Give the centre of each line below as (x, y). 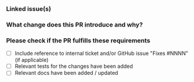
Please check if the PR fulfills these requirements (78, 40)
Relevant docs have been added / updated (66, 73)
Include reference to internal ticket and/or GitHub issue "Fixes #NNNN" (101, 53)
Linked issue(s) (29, 9)
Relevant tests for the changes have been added (74, 66)
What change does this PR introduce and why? (75, 24)
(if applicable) (32, 60)
